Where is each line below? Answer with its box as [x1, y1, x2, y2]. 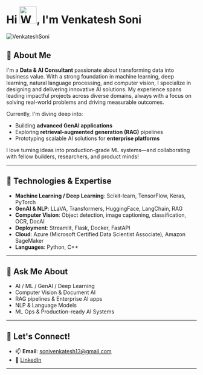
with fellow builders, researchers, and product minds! [6, 153, 139, 160]
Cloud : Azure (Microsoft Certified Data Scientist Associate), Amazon [14, 230, 186, 238]
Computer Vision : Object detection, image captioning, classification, [14, 211, 187, 219]
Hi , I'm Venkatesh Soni [6, 13, 142, 27]
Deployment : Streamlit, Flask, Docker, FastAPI [14, 224, 130, 231]
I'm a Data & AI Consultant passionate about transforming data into [6, 66, 174, 74]
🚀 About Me [6, 50, 51, 60]
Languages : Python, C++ [14, 243, 79, 251]
